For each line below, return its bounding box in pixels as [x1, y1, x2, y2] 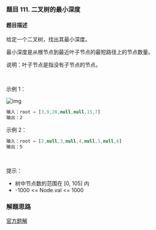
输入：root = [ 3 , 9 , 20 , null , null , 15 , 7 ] [6, 109, 101, 115]
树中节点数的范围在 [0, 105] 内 [14, 180, 90, 187]
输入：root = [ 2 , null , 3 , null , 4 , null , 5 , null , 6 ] [6, 138, 122, 144]
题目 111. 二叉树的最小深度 [6, 5, 81, 13]
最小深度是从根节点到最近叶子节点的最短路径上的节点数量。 [6, 49, 154, 56]
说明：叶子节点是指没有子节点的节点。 [6, 61, 101, 68]
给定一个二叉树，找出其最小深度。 [6, 36, 91, 43]
